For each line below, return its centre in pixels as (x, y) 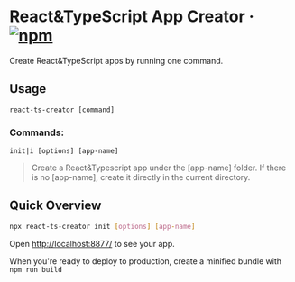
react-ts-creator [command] (62, 110)
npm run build (36, 269)
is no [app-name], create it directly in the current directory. (141, 177)
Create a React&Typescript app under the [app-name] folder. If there (159, 168)
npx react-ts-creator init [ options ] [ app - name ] (102, 226)
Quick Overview (55, 206)
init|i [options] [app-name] (64, 151)
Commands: (37, 132)
